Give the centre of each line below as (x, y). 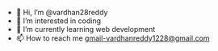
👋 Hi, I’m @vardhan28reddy (62, 12)
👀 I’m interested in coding (59, 21)
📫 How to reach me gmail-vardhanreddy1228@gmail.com (113, 38)
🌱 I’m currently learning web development (86, 29)
